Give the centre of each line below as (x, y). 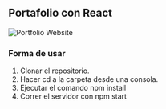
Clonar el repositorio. (55, 71)
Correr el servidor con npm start (73, 96)
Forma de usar (37, 53)
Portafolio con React (61, 13)
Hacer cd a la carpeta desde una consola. (89, 79)
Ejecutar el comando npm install (73, 88)
